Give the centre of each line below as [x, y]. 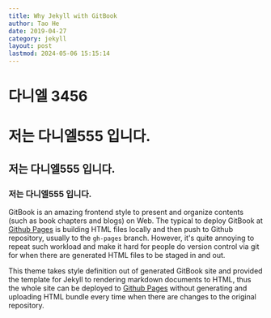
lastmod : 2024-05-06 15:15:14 [59, 54]
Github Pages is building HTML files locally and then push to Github [121, 230]
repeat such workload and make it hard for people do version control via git [134, 247]
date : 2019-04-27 [38, 31]
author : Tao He [34, 24]
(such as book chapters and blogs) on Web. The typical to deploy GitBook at [135, 221]
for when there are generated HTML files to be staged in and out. [117, 256]
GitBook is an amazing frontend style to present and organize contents [126, 213]
